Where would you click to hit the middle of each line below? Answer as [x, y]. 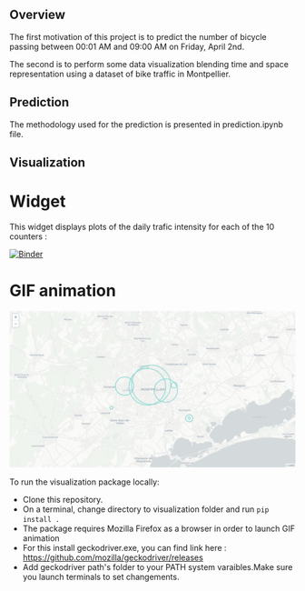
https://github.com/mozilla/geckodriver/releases [113, 557]
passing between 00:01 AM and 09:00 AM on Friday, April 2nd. [127, 46]
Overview [38, 15]
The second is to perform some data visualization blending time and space [149, 64]
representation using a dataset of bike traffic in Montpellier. [120, 74]
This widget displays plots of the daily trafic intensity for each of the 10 [142, 226]
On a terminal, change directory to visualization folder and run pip [146, 509]
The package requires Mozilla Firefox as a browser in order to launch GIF [158, 528]
